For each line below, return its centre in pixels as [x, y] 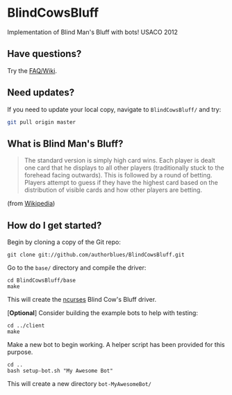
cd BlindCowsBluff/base [42, 281]
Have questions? [44, 54]
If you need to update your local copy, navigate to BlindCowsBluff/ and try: [114, 109]
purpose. [20, 352]
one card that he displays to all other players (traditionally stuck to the [124, 168]
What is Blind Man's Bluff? [65, 144]
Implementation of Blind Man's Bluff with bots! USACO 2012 [93, 32]
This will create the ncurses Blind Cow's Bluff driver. [82, 300]
